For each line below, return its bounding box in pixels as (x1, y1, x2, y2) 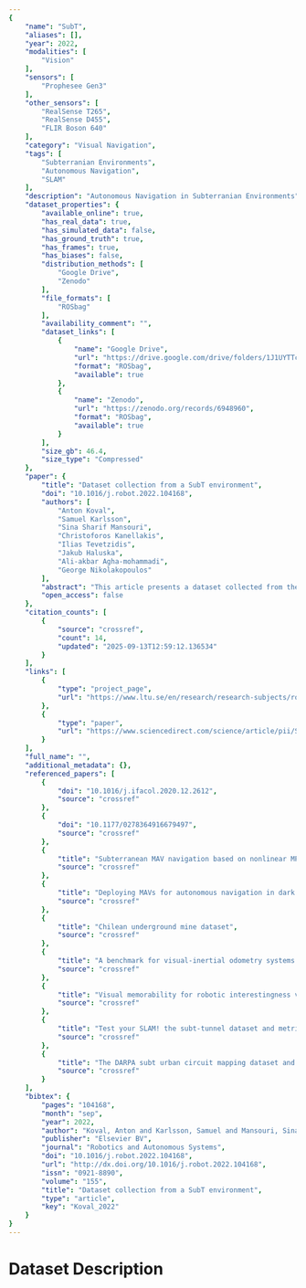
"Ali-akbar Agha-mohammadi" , (57, 556, 169, 566)
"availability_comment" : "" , (41, 319, 153, 329)
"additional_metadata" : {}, (25, 760, 132, 770)
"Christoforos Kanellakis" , (57, 532, 165, 541)
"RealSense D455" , (41, 115, 111, 124)
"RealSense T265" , (41, 107, 111, 116)
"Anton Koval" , (57, 506, 116, 515)
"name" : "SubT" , (25, 22, 88, 31)
